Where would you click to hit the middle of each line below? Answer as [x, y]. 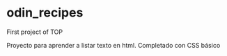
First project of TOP [35, 32]
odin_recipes [45, 13]
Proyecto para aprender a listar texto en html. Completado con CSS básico [113, 45]
